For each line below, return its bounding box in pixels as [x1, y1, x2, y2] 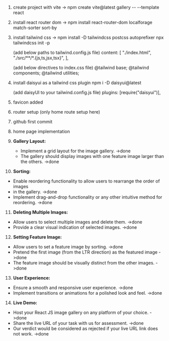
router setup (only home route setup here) [13, 109, 100, 115]
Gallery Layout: [13, 138, 46, 144]
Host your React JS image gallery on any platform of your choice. [13, 309, 149, 315]
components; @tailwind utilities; [13, 70, 79, 76]
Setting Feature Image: [13, 234, 62, 240]
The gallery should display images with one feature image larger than [20, 153, 164, 159]
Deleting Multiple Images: [13, 209, 68, 215]
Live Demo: [13, 300, 37, 306]
